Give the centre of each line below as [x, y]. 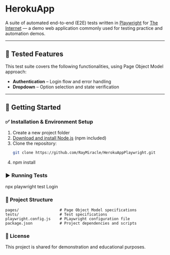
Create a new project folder [41, 133]
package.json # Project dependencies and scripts [71, 223]
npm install [24, 163]
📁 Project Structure [29, 199]
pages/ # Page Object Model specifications [71, 210]
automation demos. [25, 33]
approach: [16, 72]
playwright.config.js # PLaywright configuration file [68, 219]
